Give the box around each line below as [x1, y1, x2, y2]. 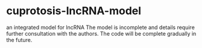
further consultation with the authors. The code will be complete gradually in [6, 30, 197, 37]
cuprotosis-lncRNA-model [6, 4, 142, 18]
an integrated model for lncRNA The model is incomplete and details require [6, 24, 195, 31]
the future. [6, 36, 33, 43]
